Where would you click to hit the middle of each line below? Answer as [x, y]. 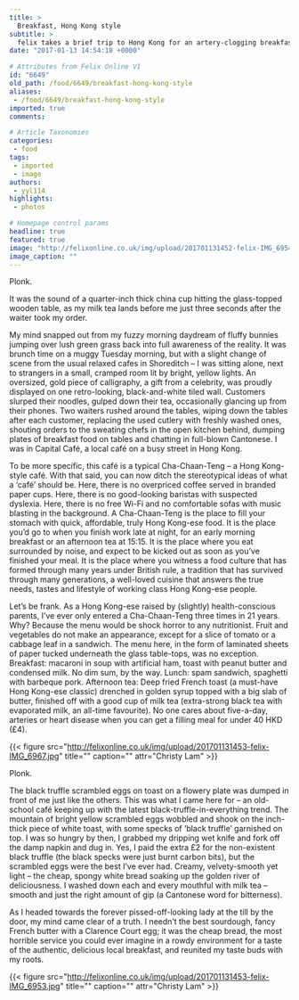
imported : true [37, 108]
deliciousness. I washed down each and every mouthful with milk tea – [139, 885]
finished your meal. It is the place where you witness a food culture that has [148, 561]
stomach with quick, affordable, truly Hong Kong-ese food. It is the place [142, 523]
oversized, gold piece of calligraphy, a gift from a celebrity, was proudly [141, 382]
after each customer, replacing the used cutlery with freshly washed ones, [145, 421]
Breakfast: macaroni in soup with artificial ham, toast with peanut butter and [148, 663]
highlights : [31, 199]
